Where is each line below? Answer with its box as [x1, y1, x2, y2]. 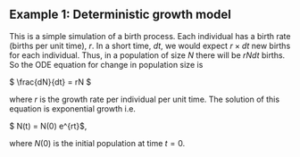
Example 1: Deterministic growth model [9, 7, 232, 22]
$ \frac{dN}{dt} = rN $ [9, 76, 92, 87]
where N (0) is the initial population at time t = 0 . [9, 137, 186, 148]
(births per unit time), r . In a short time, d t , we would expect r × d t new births [9, 40, 291, 51]
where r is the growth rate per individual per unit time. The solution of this [9, 94, 279, 104]
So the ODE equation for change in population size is [9, 59, 204, 70]
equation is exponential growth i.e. [9, 103, 137, 114]
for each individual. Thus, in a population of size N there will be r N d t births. [9, 49, 286, 61]
